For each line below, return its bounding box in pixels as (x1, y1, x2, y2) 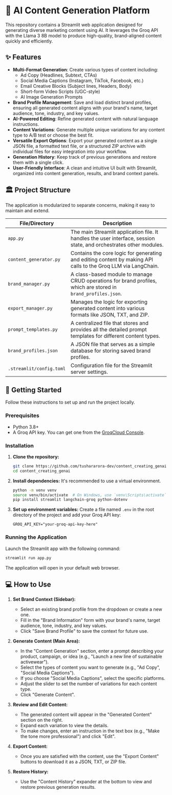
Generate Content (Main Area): (12, 638, 80, 644)
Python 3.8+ (12, 424, 39, 430)
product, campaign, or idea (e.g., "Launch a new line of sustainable (20, 653, 162, 659)
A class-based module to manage (71, 271, 153, 278)
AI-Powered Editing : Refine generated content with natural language (12, 116, 159, 122)
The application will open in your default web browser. (5, 564, 120, 571)
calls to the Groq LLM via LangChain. (71, 262, 159, 269)
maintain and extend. (5, 207, 50, 214)
